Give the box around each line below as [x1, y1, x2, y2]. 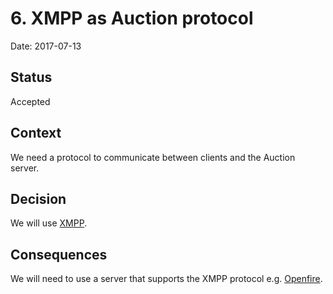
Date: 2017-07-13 [10, 40, 82, 52]
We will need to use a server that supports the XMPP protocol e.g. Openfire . [10, 273, 323, 285]
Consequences [10, 246, 108, 263]
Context [10, 125, 62, 142]
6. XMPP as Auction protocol [10, 7, 254, 30]
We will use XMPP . [10, 217, 88, 229]
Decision [10, 190, 67, 207]
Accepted [10, 95, 51, 107]
